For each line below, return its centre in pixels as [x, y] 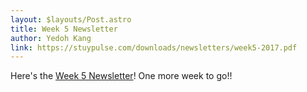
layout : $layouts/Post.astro [71, 19]
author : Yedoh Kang [51, 38]
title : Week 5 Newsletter [64, 29]
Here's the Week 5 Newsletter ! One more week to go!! [121, 76]
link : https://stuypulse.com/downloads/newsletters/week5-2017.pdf [154, 47]
